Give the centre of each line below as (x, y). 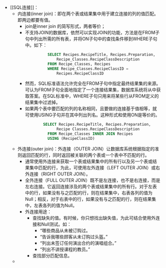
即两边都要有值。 (35, 20)
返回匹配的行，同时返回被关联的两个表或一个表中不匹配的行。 (86, 155)
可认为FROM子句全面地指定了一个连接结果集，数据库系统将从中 (91, 90)
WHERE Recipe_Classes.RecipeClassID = (88, 69)
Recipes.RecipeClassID (80, 73)
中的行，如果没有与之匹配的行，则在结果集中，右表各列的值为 (89, 193)
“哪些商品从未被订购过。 (65, 230)
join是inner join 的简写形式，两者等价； (65, 26)
